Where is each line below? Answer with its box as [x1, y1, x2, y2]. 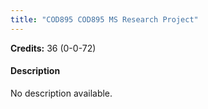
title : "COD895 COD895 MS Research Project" [10, 14, 199, 25]
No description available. [10, 87, 113, 99]
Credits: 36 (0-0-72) [10, 42, 97, 54]
